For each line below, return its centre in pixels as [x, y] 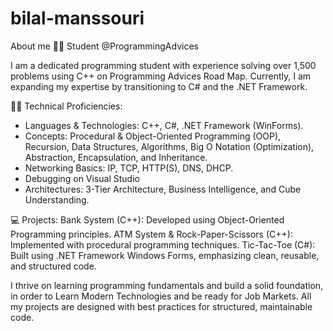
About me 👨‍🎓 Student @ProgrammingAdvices [104, 46]
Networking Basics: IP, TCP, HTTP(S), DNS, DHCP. [129, 168]
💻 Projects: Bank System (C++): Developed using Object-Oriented [147, 219]
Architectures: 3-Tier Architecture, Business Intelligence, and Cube [163, 189]
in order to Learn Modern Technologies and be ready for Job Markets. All [161, 296]
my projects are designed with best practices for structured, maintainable [161, 306]
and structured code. [53, 266]
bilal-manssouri [77, 18]
